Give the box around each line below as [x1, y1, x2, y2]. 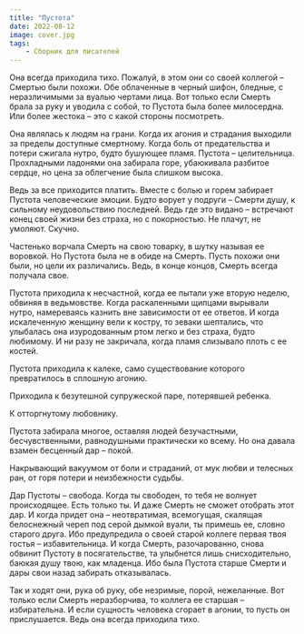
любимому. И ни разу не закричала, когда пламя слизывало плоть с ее [9, 336, 288, 347]
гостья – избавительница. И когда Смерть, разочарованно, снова [9, 538, 265, 549]
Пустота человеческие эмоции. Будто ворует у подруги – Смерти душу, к [9, 195, 296, 206]
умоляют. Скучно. [9, 224, 80, 235]
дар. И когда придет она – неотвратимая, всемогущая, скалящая [9, 509, 263, 520]
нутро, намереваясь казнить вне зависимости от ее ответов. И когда [9, 307, 279, 318]
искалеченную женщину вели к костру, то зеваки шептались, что [9, 317, 264, 327]
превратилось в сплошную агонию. [9, 373, 148, 384]
